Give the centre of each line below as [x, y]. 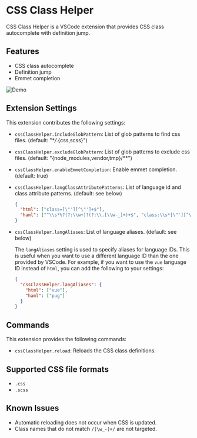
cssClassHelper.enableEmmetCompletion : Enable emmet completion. [96, 169]
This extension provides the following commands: [66, 339]
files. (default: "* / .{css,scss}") [51, 140]
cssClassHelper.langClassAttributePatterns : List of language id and [98, 187]
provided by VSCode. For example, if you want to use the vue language [100, 262]
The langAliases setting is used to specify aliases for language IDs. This [102, 250]
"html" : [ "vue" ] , [47, 290]
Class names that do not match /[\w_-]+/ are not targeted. [86, 429]
